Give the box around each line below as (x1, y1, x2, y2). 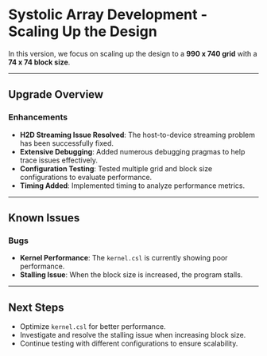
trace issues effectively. (19, 155, 98, 165)
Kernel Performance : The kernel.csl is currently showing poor (19, 253, 228, 263)
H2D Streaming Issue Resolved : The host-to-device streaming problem (19, 130, 256, 139)
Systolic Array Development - (8, 6, 208, 24)
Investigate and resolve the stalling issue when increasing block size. (19, 331, 246, 340)
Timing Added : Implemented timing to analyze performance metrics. (19, 181, 246, 190)
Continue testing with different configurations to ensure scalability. (19, 338, 238, 348)
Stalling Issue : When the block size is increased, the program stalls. (19, 270, 243, 280)
